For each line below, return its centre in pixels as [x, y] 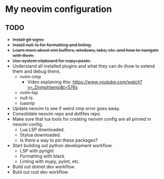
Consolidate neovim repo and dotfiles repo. [57, 114]
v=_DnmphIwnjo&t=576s [53, 87]
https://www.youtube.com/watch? [107, 82]
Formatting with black [42, 156]
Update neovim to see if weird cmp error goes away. [66, 108]
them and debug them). [37, 71]
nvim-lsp [29, 92]
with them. [23, 55]
